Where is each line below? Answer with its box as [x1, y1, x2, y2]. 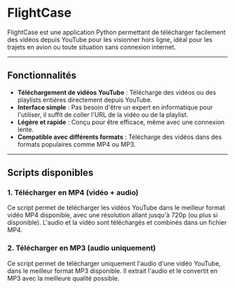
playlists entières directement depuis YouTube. [17, 96, 152, 104]
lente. [17, 125, 34, 133]
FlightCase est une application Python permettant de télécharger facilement [7, 28, 226, 36]
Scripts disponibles [7, 167, 94, 179]
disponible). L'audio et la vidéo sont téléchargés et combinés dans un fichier [7, 218, 227, 227]
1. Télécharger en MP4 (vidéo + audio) [7, 188, 138, 198]
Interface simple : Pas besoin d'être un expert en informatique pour [17, 103, 213, 111]
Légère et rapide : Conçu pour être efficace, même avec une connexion [17, 117, 225, 126]
